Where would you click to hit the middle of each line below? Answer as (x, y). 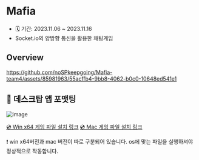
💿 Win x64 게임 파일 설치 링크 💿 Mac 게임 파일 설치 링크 (74, 127)
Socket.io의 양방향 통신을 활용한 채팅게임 (64, 38)
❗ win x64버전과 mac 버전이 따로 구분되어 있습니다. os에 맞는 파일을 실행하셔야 (100, 141)
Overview (25, 58)
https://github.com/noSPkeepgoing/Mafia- (59, 72)
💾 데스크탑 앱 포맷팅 (41, 99)
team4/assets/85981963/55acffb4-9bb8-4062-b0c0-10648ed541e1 (92, 78)
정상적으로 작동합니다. (32, 151)
